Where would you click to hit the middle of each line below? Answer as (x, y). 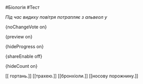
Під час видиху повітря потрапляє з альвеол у (56, 17)
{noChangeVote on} (26, 27)
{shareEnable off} (24, 56)
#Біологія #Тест (22, 7)
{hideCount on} (21, 66)
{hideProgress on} (25, 47)
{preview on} (19, 37)
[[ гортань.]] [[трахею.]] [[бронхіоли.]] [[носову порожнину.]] (72, 76)
